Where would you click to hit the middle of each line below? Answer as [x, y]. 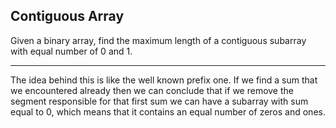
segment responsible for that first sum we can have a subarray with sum [159, 101]
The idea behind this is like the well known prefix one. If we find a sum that [164, 80]
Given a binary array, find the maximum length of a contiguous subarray [158, 40]
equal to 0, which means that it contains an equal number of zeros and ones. [168, 111]
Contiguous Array [67, 16]
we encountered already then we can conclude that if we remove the [152, 90]
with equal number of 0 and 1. [71, 51]
